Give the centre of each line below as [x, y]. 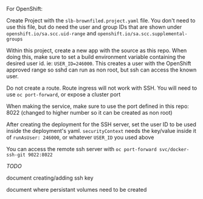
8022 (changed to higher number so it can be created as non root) [89, 113]
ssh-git [16, 155]
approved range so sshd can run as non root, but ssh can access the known [101, 70]
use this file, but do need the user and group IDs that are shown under [94, 27]
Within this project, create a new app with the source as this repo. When [97, 50]
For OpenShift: [24, 9]
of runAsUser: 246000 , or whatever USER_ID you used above [80, 137]
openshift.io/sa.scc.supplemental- [143, 34]
